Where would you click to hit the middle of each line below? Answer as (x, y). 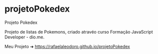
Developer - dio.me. (25, 37)
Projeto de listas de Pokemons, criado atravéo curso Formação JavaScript (79, 32)
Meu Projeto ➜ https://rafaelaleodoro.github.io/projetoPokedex (67, 46)
